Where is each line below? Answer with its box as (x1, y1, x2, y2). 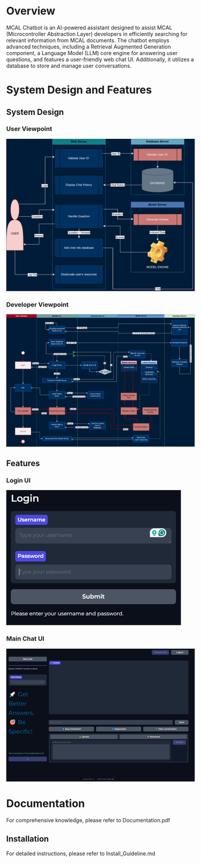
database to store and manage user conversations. (6, 62, 132, 69)
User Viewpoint (6, 124, 53, 133)
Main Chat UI (6, 634, 45, 643)
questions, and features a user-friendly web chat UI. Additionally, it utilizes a (6, 56, 194, 63)
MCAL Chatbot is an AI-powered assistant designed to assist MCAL (6, 24, 172, 31)
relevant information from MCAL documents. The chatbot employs (6, 37, 170, 44)
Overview (6, 4, 56, 18)
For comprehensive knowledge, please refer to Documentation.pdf (6, 817, 170, 824)
